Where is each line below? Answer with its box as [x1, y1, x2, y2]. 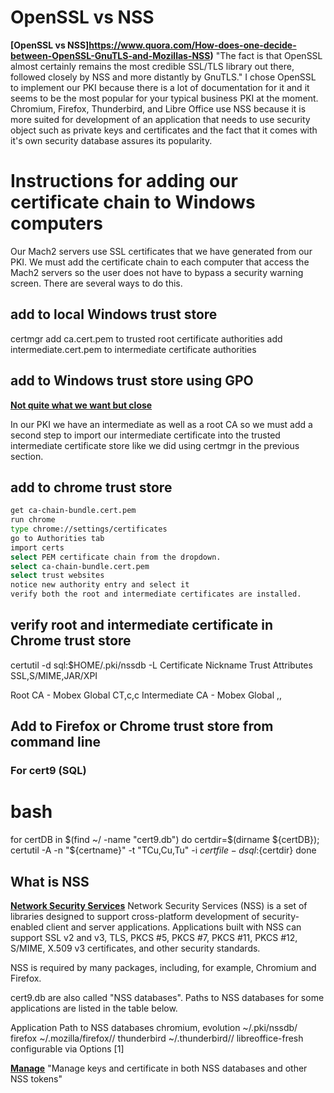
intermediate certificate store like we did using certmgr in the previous [10, 439, 300, 451]
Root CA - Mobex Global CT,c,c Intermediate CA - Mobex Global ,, [10, 689, 283, 701]
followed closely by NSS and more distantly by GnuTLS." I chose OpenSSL [10, 71, 317, 83]
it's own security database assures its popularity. [10, 134, 213, 146]
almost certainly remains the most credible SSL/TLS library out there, [10, 60, 295, 72]
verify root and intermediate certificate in [10, 617, 274, 634]
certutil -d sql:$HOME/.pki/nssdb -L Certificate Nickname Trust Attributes [10, 659, 313, 671]
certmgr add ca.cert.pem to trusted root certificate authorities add [10, 332, 283, 345]
